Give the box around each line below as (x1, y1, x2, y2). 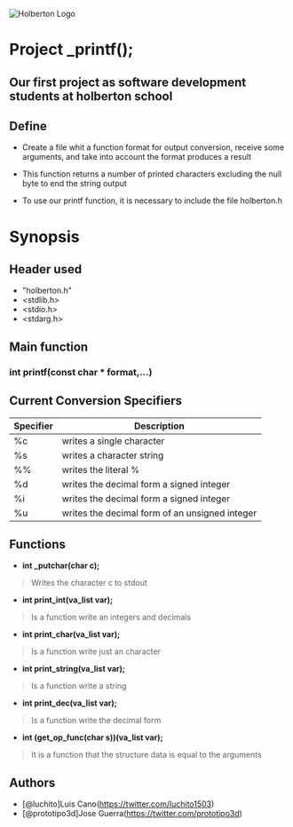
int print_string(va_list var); (21, 664, 126, 674)
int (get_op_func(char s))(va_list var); (21, 732, 163, 743)
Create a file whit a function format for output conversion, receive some (21, 142, 285, 153)
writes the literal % (61, 463, 140, 476)
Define (9, 118, 47, 133)
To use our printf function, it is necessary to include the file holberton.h (21, 195, 282, 206)
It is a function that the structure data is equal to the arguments (30, 750, 262, 760)
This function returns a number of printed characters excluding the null (21, 169, 282, 179)
